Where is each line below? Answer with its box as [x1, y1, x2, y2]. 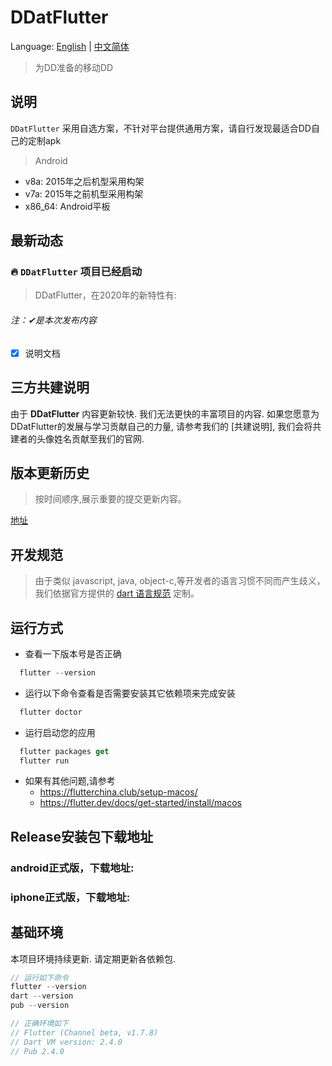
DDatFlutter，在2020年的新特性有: [34, 289, 177, 301]
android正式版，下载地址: [10, 861, 135, 875]
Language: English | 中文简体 [10, 40, 130, 52]
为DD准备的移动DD [34, 61, 114, 73]
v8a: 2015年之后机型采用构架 [24, 175, 145, 187]
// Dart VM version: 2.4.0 [10, 1037, 123, 1047]
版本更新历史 [10, 464, 90, 481]
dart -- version [10, 991, 74, 1001]
